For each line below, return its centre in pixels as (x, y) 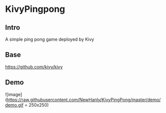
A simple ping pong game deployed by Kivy (50, 39)
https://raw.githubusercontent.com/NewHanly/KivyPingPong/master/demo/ (84, 100)
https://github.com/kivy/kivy (34, 67)
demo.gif (14, 105)
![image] (14, 94)
